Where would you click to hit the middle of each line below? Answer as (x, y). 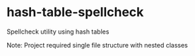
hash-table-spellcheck (75, 12)
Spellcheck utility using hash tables (58, 31)
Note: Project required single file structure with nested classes (97, 45)
